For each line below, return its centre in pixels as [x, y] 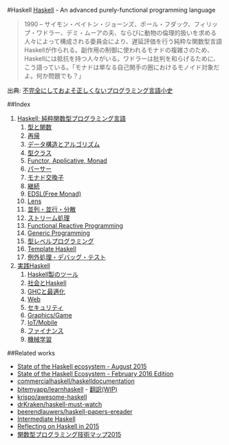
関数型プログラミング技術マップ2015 [69, 434]
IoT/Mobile [42, 322]
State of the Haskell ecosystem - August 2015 [82, 366]
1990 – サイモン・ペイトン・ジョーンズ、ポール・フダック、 [109, 24]
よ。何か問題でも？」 [54, 76]
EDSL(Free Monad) [54, 194]
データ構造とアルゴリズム [64, 144]
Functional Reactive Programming [75, 226]
